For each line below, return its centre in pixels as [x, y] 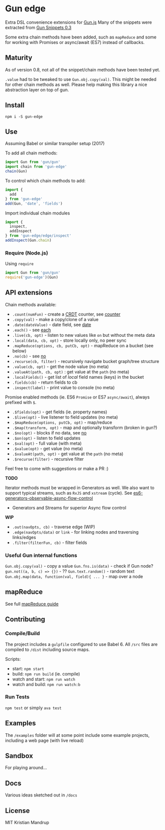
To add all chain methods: [31, 153]
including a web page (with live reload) [44, 740]
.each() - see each [32, 330]
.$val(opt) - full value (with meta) [47, 443]
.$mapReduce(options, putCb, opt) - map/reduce [62, 422]
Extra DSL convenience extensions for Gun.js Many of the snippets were [79, 22]
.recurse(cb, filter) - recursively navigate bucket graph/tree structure [85, 361]
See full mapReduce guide [32, 604]
